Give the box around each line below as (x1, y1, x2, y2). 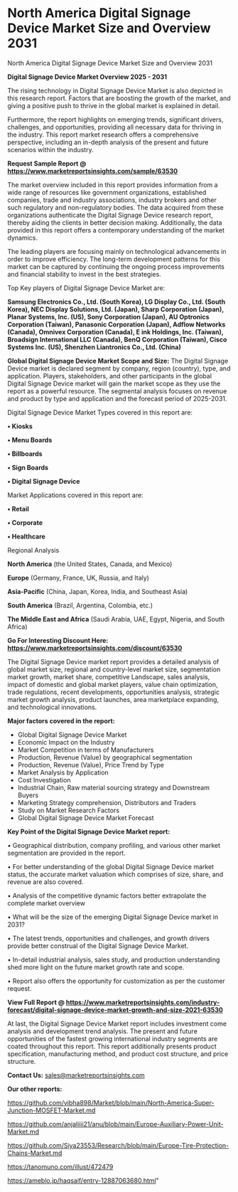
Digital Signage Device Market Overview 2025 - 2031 (7, 73, 168, 81)
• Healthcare (7, 532, 46, 541)
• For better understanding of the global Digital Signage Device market (7, 862, 215, 871)
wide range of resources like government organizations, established (7, 188, 207, 196)
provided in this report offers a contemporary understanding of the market (7, 225, 225, 234)
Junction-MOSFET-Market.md (7, 1106, 96, 1114)
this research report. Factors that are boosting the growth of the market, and (7, 94, 231, 102)
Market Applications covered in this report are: (7, 491, 144, 499)
